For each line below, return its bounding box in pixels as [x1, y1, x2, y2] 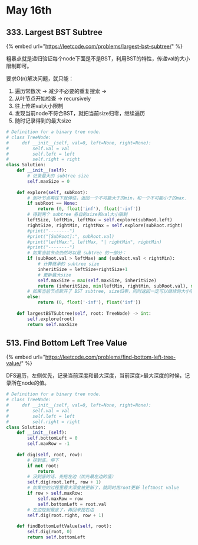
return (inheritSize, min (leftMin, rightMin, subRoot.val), [37, 283, 189, 289]
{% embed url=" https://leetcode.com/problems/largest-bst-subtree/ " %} [6, 43, 183, 50]
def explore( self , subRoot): [16, 189, 88, 195]
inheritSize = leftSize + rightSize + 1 [37, 266, 128, 272]
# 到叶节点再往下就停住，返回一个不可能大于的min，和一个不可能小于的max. [27, 195, 187, 201]
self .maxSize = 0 [27, 178, 70, 184]
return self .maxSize [27, 321, 78, 327]
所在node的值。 [11, 379, 50, 386]
